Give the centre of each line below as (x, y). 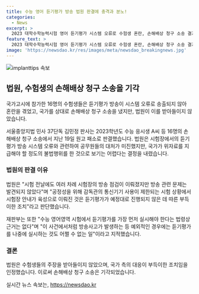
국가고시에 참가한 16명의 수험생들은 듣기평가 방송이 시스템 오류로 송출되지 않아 (97, 104)
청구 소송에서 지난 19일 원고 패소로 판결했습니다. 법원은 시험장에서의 (100, 138)
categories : (21, 17)
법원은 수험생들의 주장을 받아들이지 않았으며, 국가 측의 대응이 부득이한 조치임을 (97, 265)
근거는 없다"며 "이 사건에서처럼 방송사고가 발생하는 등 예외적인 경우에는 (88, 226)
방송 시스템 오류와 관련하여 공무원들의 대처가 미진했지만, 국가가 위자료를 (100, 146)
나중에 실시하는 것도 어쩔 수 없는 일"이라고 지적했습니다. (77, 234)
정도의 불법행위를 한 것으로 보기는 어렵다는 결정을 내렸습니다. (98, 153)
